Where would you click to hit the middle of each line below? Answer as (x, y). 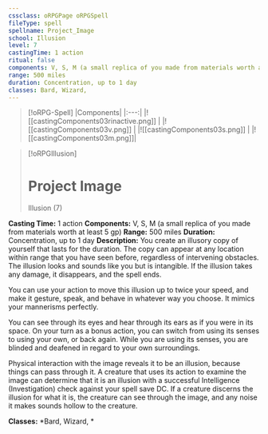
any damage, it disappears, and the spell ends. (85, 275)
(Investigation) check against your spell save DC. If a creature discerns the (131, 389)
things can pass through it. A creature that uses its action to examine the (128, 372)
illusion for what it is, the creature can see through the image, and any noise (133, 397)
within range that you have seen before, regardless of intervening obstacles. (134, 257)
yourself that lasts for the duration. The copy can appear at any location (126, 249)
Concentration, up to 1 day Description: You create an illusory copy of (124, 241)
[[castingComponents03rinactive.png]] (92, 121)
